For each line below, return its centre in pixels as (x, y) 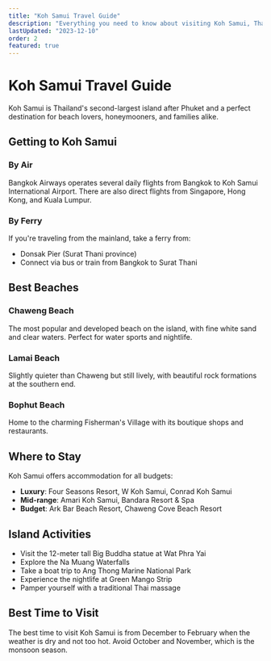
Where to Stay (45, 456)
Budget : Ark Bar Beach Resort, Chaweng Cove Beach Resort (121, 508)
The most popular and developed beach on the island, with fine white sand (132, 328)
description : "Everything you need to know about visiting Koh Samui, (129, 23)
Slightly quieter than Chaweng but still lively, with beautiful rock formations (133, 375)
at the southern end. (42, 384)
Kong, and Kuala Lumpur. (50, 199)
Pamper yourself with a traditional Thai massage (100, 588)
